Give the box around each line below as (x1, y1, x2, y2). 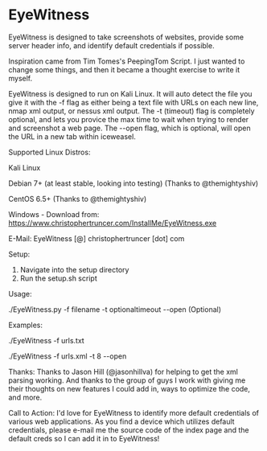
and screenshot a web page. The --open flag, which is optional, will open (8, 123, 251, 133)
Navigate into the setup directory (19, 264, 129, 274)
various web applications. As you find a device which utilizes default (8, 416, 235, 426)
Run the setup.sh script (19, 273, 98, 283)
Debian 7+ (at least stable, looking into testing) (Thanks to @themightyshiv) (8, 178, 259, 188)
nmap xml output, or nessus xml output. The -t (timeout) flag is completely (8, 106, 255, 116)
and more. (8, 392, 43, 402)
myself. (8, 73, 33, 83)
